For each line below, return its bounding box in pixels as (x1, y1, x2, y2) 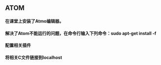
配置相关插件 (5, 43, 31, 48)
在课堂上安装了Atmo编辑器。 (5, 18, 64, 24)
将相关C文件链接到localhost (5, 54, 62, 60)
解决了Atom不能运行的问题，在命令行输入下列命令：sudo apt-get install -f (5, 30, 157, 36)
